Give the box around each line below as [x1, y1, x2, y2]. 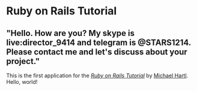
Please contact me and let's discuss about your [6, 47, 187, 57]
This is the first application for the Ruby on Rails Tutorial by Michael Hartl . [6, 72, 189, 79]
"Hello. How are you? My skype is [6, 28, 135, 38]
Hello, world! [6, 78, 38, 85]
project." [6, 56, 40, 66]
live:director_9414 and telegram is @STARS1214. [6, 37, 191, 47]
